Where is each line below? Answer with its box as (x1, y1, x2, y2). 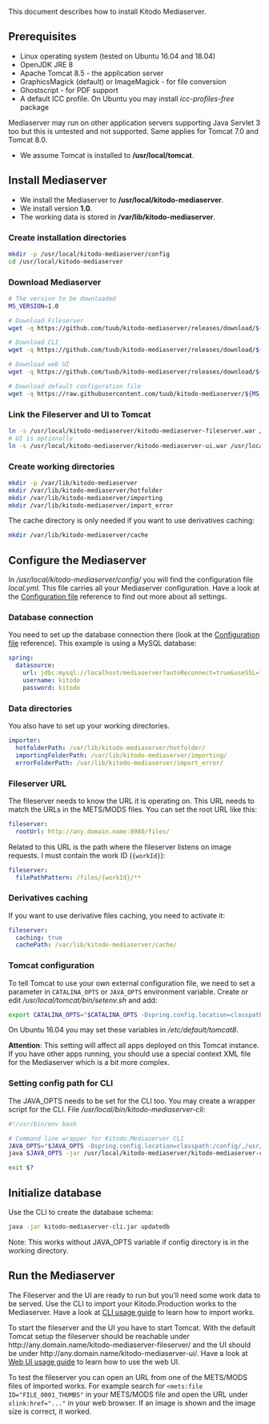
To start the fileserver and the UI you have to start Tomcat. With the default (8, 1322, 256, 1333)
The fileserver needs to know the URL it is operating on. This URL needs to (8, 796, 255, 805)
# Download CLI (8, 338, 59, 347)
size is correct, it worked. (8, 1406, 92, 1416)
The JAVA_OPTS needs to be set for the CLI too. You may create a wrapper (8, 1095, 256, 1105)
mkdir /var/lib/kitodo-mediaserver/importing (8, 494, 163, 502)
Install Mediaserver (8, 174, 107, 188)
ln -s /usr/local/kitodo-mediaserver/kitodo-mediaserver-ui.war (8, 442, 227, 450)
